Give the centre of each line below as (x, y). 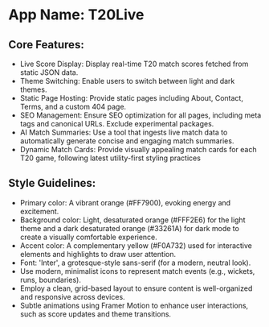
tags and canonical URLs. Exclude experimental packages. (117, 124)
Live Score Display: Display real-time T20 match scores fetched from (134, 64)
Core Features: (46, 45)
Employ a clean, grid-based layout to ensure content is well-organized (136, 288)
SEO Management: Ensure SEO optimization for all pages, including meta (141, 115)
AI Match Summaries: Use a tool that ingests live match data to (124, 132)
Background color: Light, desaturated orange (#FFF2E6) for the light (132, 220)
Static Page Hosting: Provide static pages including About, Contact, (131, 98)
